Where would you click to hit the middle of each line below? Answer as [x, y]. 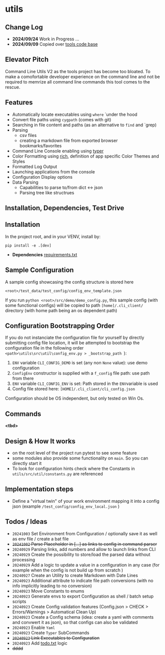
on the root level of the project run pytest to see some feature [74, 453]
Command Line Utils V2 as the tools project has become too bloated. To [78, 71]
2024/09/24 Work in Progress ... [46, 39]
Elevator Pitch [27, 60]
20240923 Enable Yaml [34, 628]
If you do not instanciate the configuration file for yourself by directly [75, 338]
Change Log [24, 27]
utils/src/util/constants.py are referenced [57, 474]
